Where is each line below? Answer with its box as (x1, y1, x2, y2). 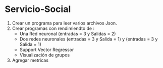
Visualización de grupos (19, 51, 70, 58)
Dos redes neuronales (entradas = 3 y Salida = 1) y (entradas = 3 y (19, 36, 158, 42)
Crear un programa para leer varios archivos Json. (12, 20, 117, 26)
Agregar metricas (12, 57, 49, 63)
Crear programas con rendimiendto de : (12, 25, 94, 31)
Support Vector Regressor (19, 46, 74, 52)
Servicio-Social (5, 3, 71, 15)
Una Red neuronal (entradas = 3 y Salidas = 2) (19, 30, 116, 36)
